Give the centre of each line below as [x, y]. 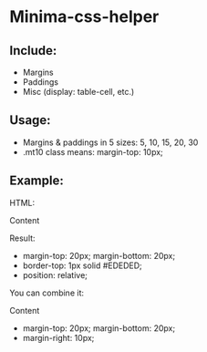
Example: [36, 181]
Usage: [31, 120]
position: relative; [55, 274]
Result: [22, 238]
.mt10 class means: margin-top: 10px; [93, 151]
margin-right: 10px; [58, 337]
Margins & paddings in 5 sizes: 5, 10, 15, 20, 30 [110, 142]
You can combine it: [47, 293]
